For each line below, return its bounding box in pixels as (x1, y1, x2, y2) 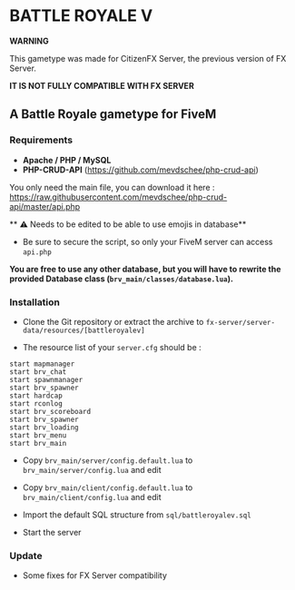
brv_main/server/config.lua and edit (22, 464, 162, 475)
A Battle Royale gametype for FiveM (9, 106, 217, 123)
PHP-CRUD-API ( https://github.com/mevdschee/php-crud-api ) (22, 164, 259, 175)
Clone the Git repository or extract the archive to (22, 316, 204, 327)
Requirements (9, 133, 74, 146)
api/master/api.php (9, 201, 81, 211)
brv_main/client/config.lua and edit (22, 491, 162, 502)
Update (9, 549, 43, 562)
